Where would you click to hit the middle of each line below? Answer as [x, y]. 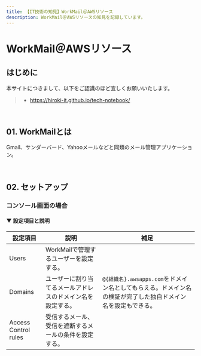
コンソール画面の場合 [37, 205]
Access [20, 322]
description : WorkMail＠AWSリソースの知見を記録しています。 [76, 17]
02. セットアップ [37, 187]
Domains [22, 291]
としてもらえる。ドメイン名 [153, 287]
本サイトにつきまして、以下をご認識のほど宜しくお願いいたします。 [90, 88]
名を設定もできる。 [130, 305]
